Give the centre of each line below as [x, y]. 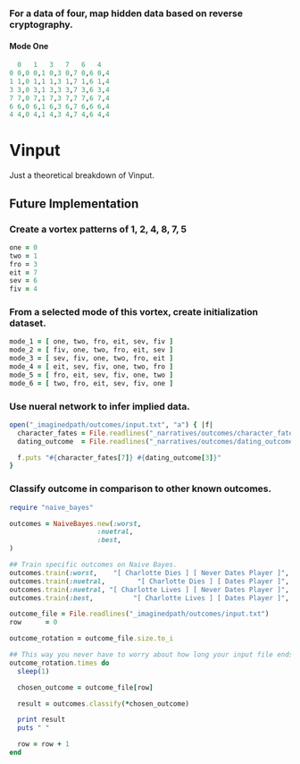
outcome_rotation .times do [59, 663]
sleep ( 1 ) [33, 671]
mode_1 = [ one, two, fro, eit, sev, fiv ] [92, 342]
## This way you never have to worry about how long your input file [142, 655]
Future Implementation [74, 204]
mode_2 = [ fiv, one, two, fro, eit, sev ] [92, 350]
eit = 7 [24, 272]
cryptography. [41, 24]
